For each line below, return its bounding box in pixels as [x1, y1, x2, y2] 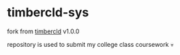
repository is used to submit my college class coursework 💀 [7, 40, 174, 48]
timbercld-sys [7, 5, 89, 20]
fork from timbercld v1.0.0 [7, 27, 80, 35]
